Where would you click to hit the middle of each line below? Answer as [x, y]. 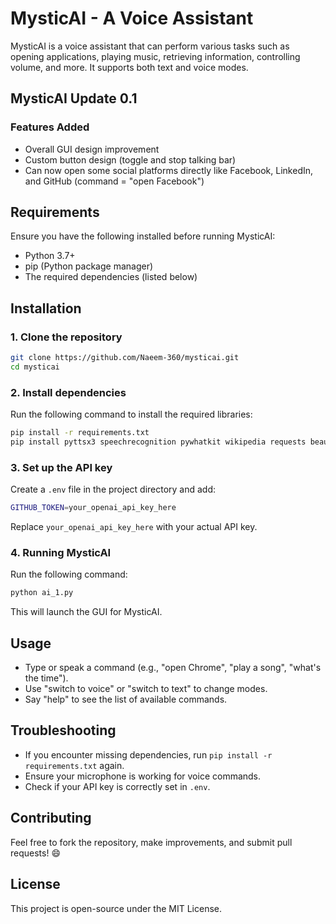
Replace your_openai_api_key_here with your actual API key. [134, 527]
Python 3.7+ [50, 256]
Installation [46, 308]
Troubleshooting [63, 730]
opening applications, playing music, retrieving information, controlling [155, 56]
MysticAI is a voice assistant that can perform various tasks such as [150, 46]
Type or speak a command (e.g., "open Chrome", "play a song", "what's [173, 668]
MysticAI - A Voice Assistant [132, 18]
